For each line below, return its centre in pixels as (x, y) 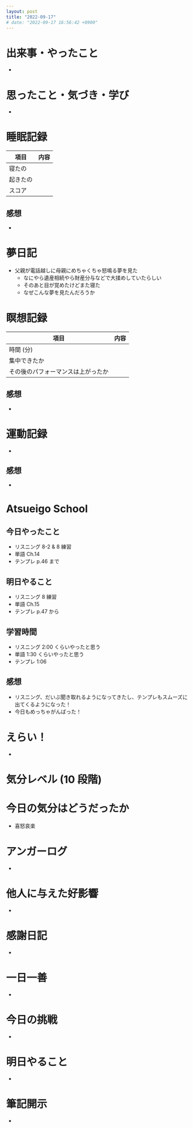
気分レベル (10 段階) (54, 780)
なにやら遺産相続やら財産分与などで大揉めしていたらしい (92, 277)
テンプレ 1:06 (30, 661)
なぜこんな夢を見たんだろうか (59, 292)
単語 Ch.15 (27, 604)
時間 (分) (21, 349)
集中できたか (27, 361)
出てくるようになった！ (43, 704)
